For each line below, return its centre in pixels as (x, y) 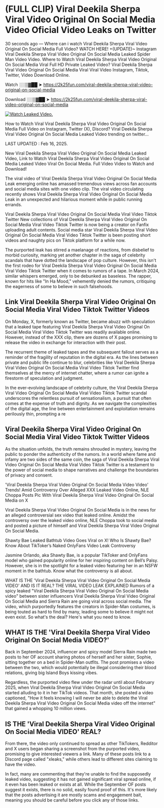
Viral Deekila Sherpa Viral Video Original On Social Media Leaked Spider (78, 54)
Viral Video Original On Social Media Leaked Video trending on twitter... (77, 134)
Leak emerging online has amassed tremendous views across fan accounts (81, 184)
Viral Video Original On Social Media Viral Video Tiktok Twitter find (72, 367)
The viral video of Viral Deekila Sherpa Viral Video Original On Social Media (81, 178)
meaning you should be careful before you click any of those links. (72, 800)
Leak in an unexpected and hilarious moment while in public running (74, 199)
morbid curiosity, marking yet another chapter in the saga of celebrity (75, 255)
